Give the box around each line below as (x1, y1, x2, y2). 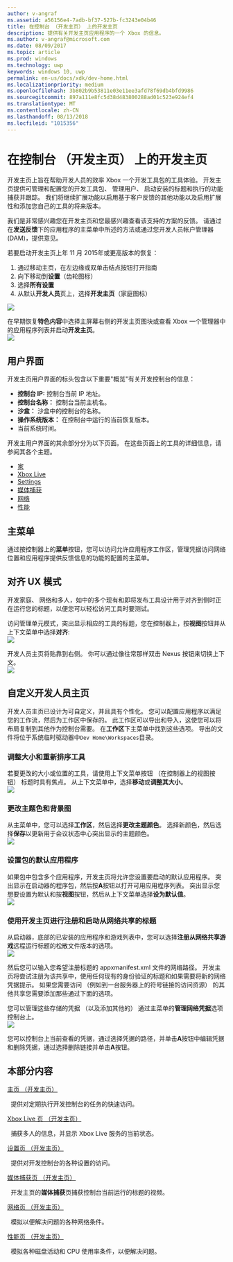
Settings (17, 478, 42, 486)
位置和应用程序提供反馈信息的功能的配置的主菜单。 (7, 554, 153, 562)
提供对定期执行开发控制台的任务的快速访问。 (10, 1100, 139, 1108)
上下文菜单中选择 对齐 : (7, 628, 71, 636)
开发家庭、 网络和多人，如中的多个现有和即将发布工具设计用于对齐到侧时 (7, 596, 216, 604)
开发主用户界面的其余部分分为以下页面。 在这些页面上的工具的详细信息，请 (7, 439, 222, 447)
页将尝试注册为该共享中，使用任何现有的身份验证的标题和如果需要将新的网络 (7, 971, 226, 980)
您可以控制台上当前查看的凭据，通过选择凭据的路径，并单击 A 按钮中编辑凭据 (7, 1034, 225, 1042)
